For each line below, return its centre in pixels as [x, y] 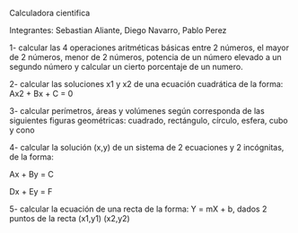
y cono [22, 130]
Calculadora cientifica [50, 13]
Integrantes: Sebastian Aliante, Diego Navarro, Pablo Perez [118, 30]
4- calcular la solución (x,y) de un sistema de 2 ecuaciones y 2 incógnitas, [147, 147]
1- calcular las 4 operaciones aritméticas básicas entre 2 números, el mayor [149, 47]
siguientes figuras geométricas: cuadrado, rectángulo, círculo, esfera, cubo [149, 121]
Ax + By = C [31, 174]
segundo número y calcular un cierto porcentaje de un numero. [127, 67]
